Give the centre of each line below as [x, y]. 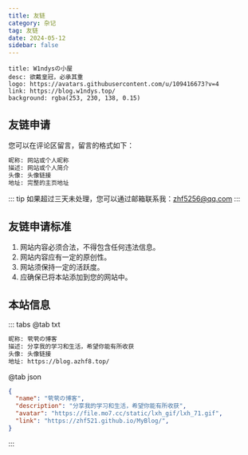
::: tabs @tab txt [35, 325]
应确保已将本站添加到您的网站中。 [76, 277]
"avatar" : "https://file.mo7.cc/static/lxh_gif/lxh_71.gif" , [119, 413]
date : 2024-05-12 [37, 38]
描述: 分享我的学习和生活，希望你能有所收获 [71, 346]
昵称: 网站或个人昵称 [39, 160]
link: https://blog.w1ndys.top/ [62, 91]
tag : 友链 [23, 30]
